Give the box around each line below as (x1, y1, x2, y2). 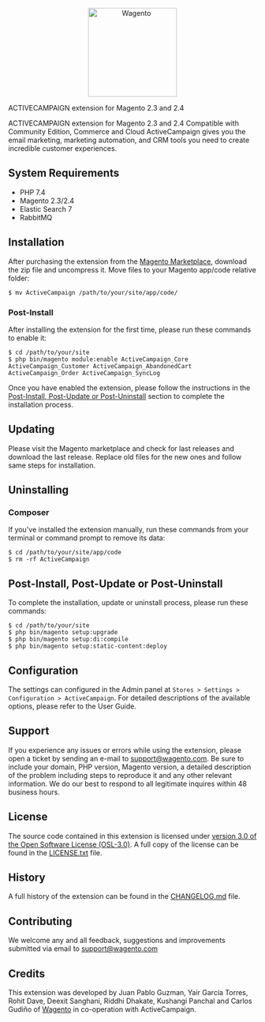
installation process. (8, 400, 73, 409)
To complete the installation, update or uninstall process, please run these (8, 598, 248, 607)
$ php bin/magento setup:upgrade (8, 629, 118, 637)
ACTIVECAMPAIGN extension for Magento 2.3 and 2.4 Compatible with (8, 118, 239, 128)
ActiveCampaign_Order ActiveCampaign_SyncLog (8, 369, 160, 377)
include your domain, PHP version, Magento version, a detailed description (8, 762, 252, 772)
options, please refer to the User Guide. (8, 701, 136, 711)
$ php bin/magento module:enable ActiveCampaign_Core (8, 355, 189, 363)
